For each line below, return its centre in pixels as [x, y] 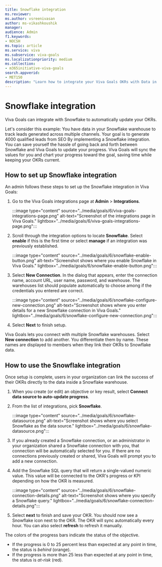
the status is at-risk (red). [37, 560]
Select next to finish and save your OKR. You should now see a [75, 515]
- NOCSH [13, 41]
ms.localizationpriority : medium [39, 59]
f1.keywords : [18, 37]
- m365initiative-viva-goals [34, 69]
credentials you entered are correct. [48, 291]
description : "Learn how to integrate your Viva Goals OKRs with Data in [81, 82]
